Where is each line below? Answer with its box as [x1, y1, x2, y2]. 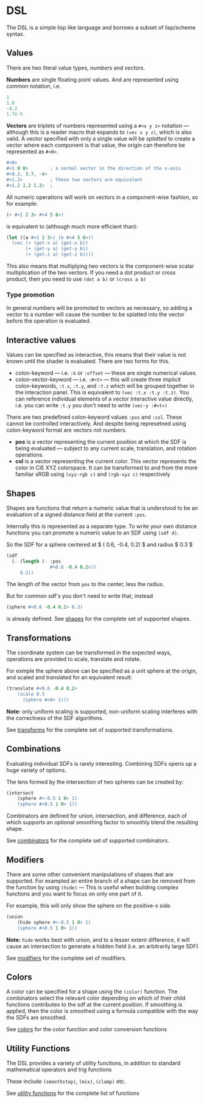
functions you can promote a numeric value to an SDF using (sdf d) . [6, 529, 179, 536]
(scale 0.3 [17, 691, 45, 697]
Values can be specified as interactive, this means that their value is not [6, 351, 186, 359]
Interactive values [6, 335, 76, 345]
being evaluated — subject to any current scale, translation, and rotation [15, 445, 197, 452]
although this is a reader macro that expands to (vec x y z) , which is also [6, 128, 192, 136]
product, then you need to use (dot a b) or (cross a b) [6, 275, 147, 282]
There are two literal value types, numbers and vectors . [6, 64, 145, 71]
